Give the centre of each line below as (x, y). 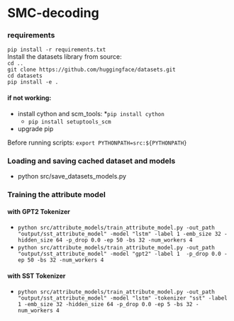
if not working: (29, 98)
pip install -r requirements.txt (57, 50)
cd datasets (25, 76)
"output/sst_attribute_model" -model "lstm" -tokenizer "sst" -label (123, 298)
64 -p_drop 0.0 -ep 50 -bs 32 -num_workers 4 (124, 240)
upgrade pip (35, 128)
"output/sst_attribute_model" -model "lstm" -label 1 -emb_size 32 (119, 234)
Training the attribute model (57, 194)
